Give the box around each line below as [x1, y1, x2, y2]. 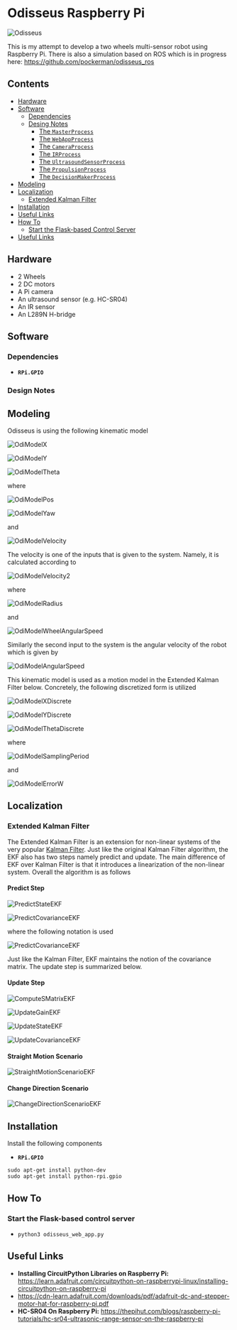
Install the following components [7, 1139, 103, 1148]
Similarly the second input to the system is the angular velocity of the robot [7, 640, 227, 649]
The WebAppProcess [38, 134, 94, 143]
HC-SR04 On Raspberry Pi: [17, 1307, 99, 1315]
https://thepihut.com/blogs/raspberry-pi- [100, 1307, 221, 1315]
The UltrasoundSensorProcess [38, 157, 126, 166]
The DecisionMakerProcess [38, 172, 116, 180]
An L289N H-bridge [17, 310, 76, 318]
